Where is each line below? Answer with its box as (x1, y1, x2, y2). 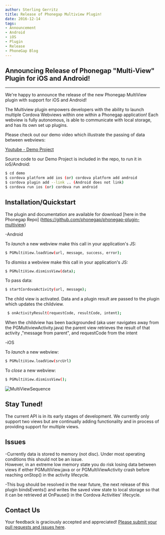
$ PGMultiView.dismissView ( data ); (5, 268, 76, 273)
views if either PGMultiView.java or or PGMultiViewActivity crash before (5, 467, 150, 473)
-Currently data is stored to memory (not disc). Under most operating (5, 451, 145, 457)
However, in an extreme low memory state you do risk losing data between (5, 461, 156, 467)
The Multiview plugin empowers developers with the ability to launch (5, 107, 144, 113)
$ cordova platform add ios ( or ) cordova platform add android (5, 176, 137, 180)
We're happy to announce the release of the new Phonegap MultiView (5, 92, 147, 98)
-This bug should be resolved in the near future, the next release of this (5, 481, 150, 487)
